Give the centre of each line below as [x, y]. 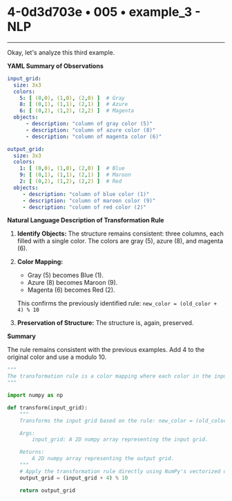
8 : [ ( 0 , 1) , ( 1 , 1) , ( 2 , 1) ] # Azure [74, 105]
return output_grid [48, 490]
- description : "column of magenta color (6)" [94, 137]
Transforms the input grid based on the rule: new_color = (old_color [123, 421]
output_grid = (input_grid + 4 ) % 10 [74, 478]
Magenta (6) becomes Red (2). [71, 290]
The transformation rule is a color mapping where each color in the [109, 376]
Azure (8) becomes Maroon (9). [72, 283]
